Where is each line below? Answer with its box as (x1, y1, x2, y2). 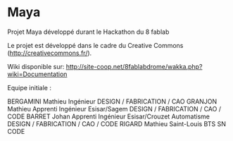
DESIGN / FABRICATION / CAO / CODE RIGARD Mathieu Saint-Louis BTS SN (7, 119, 227, 128)
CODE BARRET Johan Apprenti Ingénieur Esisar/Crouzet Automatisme (7, 112, 210, 121)
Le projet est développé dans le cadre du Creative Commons (7, 41, 184, 49)
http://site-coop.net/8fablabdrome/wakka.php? (65, 62, 203, 70)
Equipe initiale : (7, 83, 51, 92)
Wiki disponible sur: (7, 62, 65, 70)
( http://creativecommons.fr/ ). (7, 49, 92, 57)
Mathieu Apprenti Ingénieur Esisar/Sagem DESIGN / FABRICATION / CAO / (7, 104, 222, 113)
